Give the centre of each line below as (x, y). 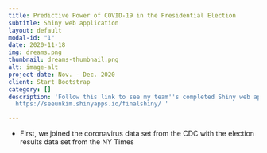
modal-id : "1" (32, 38)
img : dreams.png (35, 52)
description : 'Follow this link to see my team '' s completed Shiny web (129, 97)
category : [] (30, 89)
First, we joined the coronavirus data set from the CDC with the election (137, 134)
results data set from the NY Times (77, 142)
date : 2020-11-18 (37, 45)
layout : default (35, 30)
